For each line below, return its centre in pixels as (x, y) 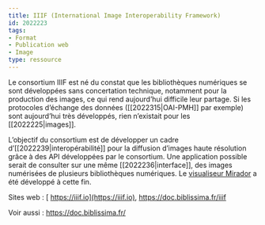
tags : (17, 30)
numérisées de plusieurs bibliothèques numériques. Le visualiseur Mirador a (132, 173)
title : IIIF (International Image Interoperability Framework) (115, 15)
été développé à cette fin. (50, 181)
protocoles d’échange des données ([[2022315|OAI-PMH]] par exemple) (126, 107)
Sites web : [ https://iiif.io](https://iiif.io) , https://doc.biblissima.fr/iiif (117, 197)
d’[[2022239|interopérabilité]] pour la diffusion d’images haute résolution (127, 148)
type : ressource (35, 60)
